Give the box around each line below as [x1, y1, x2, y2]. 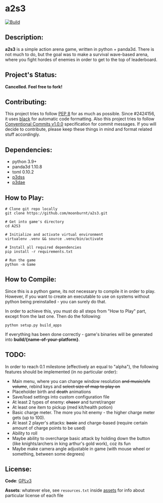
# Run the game [5, 258, 36, 263]
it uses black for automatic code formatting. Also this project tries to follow [5, 116, 155, 122]
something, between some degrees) [12, 451, 85, 457]
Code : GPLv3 [5, 478, 32, 484]
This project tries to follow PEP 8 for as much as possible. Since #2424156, [5, 111, 156, 117]
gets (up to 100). [12, 415, 45, 420]
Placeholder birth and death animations [12, 389, 91, 395]
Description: [5, 33, 44, 42]
